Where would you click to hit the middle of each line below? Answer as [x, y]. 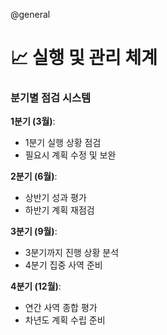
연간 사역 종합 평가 [61, 308]
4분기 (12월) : [36, 286]
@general [30, 14]
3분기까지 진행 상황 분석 [72, 253]
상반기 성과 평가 [55, 198]
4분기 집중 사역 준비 [63, 265]
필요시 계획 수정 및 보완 [70, 155]
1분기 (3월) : [33, 121]
